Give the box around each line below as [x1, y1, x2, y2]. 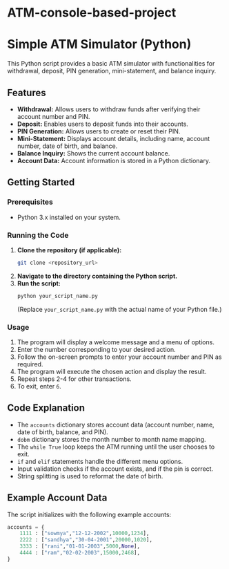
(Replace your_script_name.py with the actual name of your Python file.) [17, 305, 222, 313]
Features [7, 86, 46, 98]
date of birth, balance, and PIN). [17, 427, 108, 436]
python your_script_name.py [17, 292, 98, 299]
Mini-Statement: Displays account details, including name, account [17, 134, 210, 142]
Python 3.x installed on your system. [17, 213, 121, 221]
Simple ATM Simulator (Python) [7, 37, 192, 53]
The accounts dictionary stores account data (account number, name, [17, 420, 215, 429]
